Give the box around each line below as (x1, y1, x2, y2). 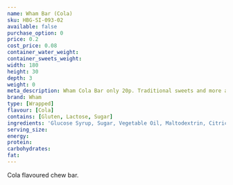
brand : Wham (7, 94, 42, 101)
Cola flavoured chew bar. (7, 170, 79, 179)
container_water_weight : (7, 49, 79, 56)
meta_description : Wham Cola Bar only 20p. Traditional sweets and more (7, 87, 222, 94)
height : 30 (7, 68, 39, 75)
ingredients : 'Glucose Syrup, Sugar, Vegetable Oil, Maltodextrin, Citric (7, 119, 228, 127)
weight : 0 (7, 81, 36, 88)
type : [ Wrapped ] (7, 100, 54, 107)
